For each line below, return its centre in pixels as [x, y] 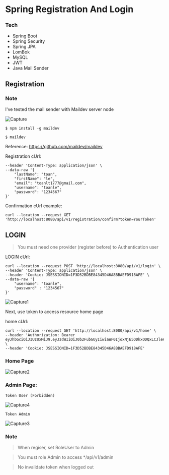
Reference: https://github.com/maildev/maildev [54, 147]
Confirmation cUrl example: [34, 206]
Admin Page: [21, 385]
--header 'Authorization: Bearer [40, 335]
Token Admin [18, 414]
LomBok [21, 52]
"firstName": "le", [35, 179]
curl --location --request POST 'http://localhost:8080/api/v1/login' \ [83, 266]
